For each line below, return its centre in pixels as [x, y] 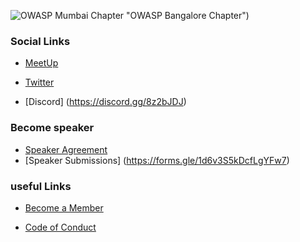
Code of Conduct [60, 227]
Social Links [40, 41]
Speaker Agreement [66, 149]
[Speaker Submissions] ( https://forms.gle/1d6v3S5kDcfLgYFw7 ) [157, 160]
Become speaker [52, 128]
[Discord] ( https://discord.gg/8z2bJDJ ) [105, 102]
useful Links [41, 186]
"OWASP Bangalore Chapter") [188, 15]
